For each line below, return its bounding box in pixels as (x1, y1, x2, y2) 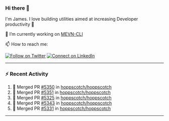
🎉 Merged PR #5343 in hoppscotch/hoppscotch (12, 100, 112, 106)
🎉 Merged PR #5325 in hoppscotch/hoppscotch (12, 94, 112, 100)
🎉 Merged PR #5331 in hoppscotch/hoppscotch (12, 105, 111, 111)
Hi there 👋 (5, 5, 30, 12)
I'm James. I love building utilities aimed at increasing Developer (5, 16, 138, 22)
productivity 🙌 (5, 21, 34, 27)
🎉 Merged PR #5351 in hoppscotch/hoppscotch (12, 89, 111, 95)
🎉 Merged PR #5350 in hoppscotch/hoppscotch (12, 84, 112, 90)
